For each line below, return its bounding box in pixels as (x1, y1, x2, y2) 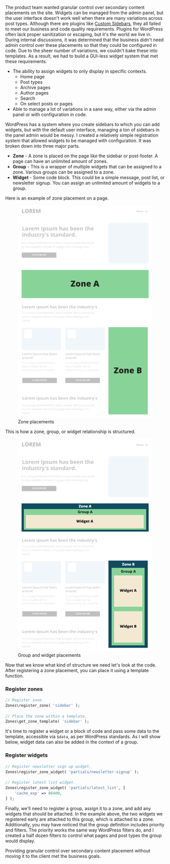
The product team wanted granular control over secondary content (5, 5, 145, 10)
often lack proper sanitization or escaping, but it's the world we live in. (5, 32, 152, 37)
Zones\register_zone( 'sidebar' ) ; (5, 703, 80, 708)
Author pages (20, 90, 49, 96)
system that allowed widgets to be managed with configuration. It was (5, 137, 151, 143)
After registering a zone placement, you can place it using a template (5, 667, 149, 673)
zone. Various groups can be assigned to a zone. (12, 169, 115, 175)
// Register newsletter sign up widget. (5, 764, 92, 769)
